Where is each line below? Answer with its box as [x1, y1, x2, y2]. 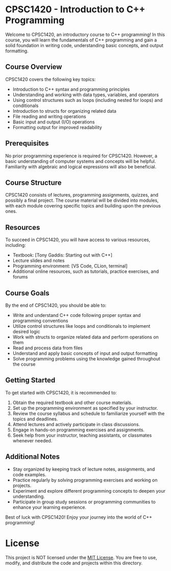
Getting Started [5, 376, 56, 385]
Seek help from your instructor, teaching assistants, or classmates [12, 432, 152, 438]
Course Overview [5, 62, 62, 71]
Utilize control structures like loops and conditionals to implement [12, 323, 151, 329]
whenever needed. [12, 437, 53, 443]
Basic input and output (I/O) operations [12, 119, 95, 125]
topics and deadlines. [12, 416, 58, 422]
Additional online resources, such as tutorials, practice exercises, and [12, 268, 159, 274]
